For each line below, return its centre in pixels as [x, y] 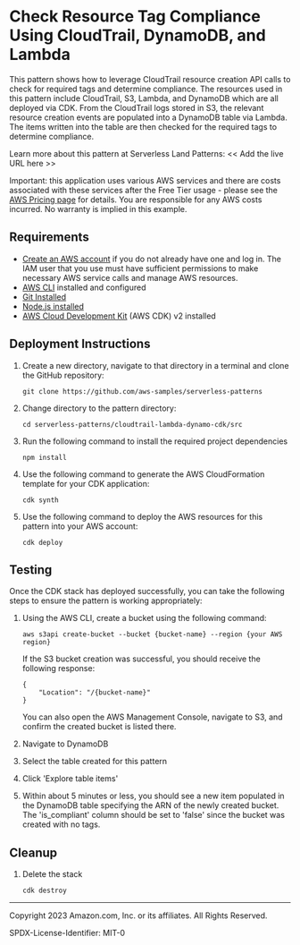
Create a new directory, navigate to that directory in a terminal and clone [155, 365]
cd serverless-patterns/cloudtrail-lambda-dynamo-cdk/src [132, 424]
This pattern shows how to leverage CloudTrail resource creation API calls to [150, 79]
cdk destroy [44, 891]
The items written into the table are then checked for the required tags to [143, 126]
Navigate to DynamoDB [65, 744]
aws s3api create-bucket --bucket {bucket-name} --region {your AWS [152, 634]
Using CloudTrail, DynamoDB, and [137, 35]
